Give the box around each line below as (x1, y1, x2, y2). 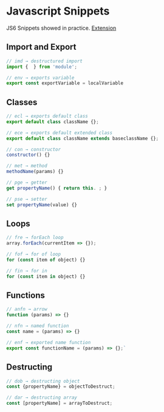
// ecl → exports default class (6, 113, 88, 120)
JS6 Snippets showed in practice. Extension (6, 24, 117, 32)
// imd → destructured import (6, 58, 83, 64)
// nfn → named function (6, 323, 69, 329)
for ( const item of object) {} (6, 257, 86, 263)
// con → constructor (6, 146, 61, 152)
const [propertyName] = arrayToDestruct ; (6, 400, 113, 407)
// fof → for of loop (6, 251, 61, 257)
